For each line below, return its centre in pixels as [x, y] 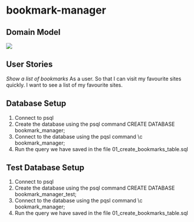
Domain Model [33, 32]
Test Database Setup [45, 168]
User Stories [29, 65]
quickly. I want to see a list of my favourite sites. [64, 85]
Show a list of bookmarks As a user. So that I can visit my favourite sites [94, 79]
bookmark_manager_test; [45, 194]
